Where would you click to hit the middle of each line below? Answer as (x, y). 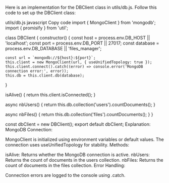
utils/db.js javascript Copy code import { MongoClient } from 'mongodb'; (80, 23)
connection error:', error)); (37, 71)
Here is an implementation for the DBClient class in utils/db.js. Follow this (81, 7)
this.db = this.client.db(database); (45, 76)
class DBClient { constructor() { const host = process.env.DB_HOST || (78, 38)
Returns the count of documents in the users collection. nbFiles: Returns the (84, 160)
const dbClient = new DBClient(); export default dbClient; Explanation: (78, 124)
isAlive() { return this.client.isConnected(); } (50, 95)
